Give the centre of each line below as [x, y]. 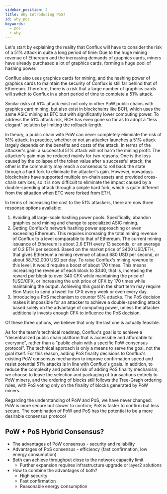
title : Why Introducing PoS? [35, 14]
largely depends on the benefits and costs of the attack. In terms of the [78, 145]
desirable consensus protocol [36, 416]
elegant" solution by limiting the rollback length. [54, 125]
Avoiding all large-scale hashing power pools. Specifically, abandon [82, 217]
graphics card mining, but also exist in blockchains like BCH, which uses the [83, 109]
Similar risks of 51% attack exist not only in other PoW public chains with [79, 104]
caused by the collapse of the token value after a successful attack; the [78, 161]
